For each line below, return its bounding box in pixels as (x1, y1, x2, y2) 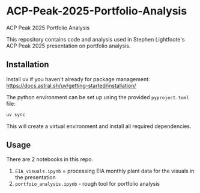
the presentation (14, 174, 56, 181)
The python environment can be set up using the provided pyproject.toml (6, 93, 189, 100)
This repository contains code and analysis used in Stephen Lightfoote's (6, 35, 185, 43)
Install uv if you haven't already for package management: (6, 75, 150, 82)
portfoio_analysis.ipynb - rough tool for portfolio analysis (14, 180, 160, 188)
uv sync (6, 111, 26, 118)
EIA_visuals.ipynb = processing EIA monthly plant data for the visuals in (14, 167, 195, 175)
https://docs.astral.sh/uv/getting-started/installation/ (6, 82, 136, 89)
